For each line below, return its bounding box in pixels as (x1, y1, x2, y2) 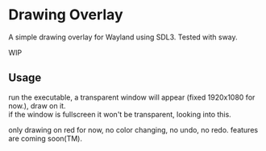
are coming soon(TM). (8, 133, 83, 143)
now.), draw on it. (8, 100, 66, 110)
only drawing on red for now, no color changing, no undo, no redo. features (8, 124, 259, 134)
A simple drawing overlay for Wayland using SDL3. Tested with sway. (8, 32, 238, 42)
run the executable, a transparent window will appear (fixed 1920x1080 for (8, 92, 256, 102)
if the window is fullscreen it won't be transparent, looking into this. (8, 109, 231, 119)
